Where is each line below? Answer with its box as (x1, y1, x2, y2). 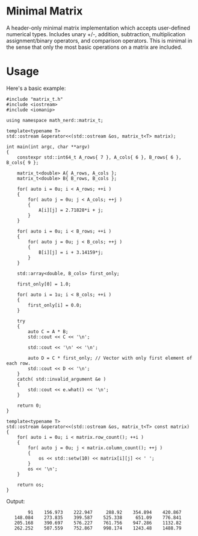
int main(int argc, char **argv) (6, 144, 90, 150)
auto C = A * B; (28, 328, 69, 334)
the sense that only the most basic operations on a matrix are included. (6, 43, 182, 51)
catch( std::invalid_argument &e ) (17, 376, 107, 382)
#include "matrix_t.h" (6, 96, 63, 102)
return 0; (17, 403, 42, 409)
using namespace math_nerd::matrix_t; (6, 117, 104, 123)
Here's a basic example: (6, 85, 66, 92)
